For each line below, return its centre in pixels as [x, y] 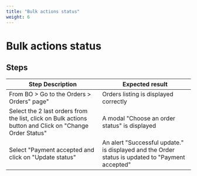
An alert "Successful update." [143, 143]
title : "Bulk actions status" [43, 11]
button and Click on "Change [49, 126]
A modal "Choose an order [139, 118]
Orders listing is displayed [138, 94]
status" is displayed [129, 126]
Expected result [145, 84]
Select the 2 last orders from [48, 111]
